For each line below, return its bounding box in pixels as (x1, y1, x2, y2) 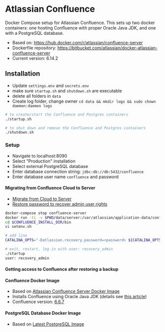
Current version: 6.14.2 (12, 55, 58, 61)
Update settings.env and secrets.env (12, 83, 89, 88)
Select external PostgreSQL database (12, 163, 88, 169)
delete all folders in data (12, 93, 61, 99)
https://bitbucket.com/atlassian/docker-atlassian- (57, 45, 158, 51)
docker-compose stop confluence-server (5, 210, 87, 216)
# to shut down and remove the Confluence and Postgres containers (5, 125, 146, 131)
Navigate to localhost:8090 (12, 153, 67, 159)
